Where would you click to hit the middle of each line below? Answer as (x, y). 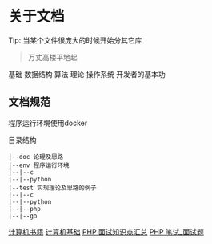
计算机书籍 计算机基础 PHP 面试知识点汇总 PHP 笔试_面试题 (106, 232)
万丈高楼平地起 (52, 57)
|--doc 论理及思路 (36, 157)
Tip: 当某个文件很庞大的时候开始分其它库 (75, 40)
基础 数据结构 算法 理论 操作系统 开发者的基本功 (87, 74)
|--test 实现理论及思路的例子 (53, 188)
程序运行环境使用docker (48, 123)
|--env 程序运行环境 (39, 165)
